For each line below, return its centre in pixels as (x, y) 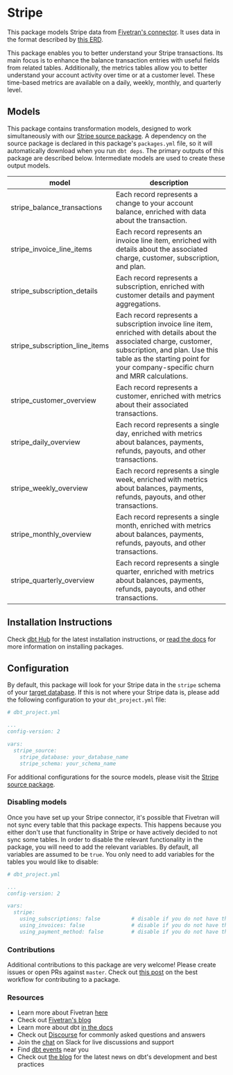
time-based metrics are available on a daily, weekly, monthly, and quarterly (114, 82)
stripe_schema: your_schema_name (68, 763)
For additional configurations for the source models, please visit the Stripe (113, 777)
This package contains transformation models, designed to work (100, 128)
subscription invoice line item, (164, 323)
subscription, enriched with (160, 286)
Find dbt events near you (53, 1050)
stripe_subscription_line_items (60, 346)
